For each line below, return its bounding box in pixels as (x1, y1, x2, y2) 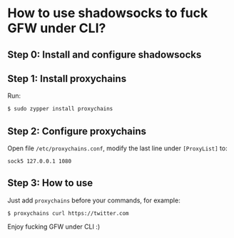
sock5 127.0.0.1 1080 (7, 158, 72, 165)
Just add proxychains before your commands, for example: (7, 196, 180, 205)
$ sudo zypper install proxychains (7, 105, 113, 113)
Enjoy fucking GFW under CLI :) (7, 222, 101, 231)
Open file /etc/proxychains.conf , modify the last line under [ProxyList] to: (7, 144, 228, 152)
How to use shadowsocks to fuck (7, 5, 208, 21)
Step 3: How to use (7, 177, 93, 190)
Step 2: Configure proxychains (7, 125, 147, 137)
